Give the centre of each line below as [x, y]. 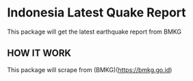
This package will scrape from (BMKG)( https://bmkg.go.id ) [90, 69]
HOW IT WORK [39, 53]
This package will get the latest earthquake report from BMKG [94, 32]
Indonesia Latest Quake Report [96, 13]
